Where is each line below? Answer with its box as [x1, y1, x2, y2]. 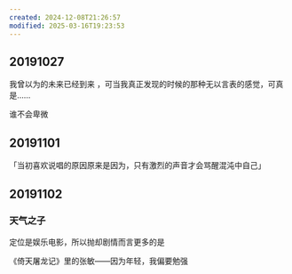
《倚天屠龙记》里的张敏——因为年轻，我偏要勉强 [9, 255, 188, 266]
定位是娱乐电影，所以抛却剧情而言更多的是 [9, 237, 165, 247]
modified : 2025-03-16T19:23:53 [9, 21, 125, 30]
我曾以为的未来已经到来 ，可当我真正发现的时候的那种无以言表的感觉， [9, 79, 268, 90]
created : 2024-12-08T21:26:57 [9, 12, 122, 22]
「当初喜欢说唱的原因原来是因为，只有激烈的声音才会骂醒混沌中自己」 [9, 160, 266, 171]
